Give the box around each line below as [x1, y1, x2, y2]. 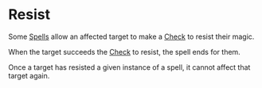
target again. [8, 71, 50, 80]
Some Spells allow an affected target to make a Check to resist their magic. [8, 32, 255, 41]
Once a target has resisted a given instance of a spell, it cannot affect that [8, 62, 251, 72]
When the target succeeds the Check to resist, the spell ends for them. [8, 47, 240, 56]
